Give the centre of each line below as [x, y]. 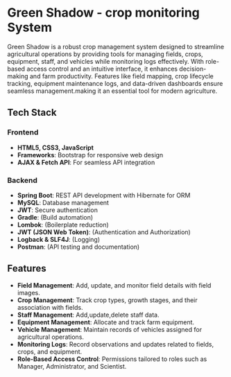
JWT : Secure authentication [58, 210]
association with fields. [50, 307]
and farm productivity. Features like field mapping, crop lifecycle [121, 76]
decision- [193, 69]
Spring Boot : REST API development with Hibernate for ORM [104, 195]
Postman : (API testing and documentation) [78, 247]
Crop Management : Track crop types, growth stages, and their [107, 300]
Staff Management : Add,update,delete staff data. [88, 315]
